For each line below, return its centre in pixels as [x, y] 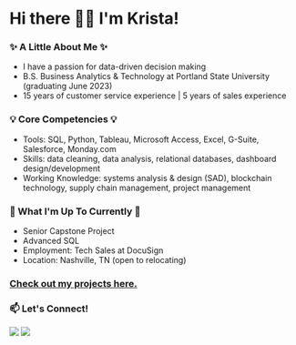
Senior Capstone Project [68, 231]
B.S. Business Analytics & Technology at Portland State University [146, 76]
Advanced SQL [51, 241]
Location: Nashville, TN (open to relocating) [104, 260]
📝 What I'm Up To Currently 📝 [75, 211]
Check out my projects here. [74, 284]
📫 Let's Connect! [49, 309]
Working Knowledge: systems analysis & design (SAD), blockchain [147, 178]
